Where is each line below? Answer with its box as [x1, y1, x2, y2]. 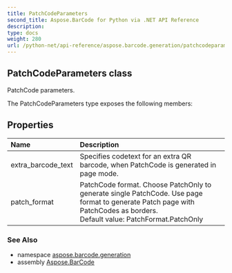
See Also [7, 235, 38, 245]
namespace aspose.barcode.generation [17, 250, 131, 259]
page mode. [79, 168, 119, 178]
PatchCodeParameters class [7, 68, 133, 79]
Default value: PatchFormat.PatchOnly [79, 214, 204, 224]
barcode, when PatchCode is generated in [79, 160, 217, 170]
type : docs [7, 29, 39, 37]
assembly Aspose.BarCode [17, 258, 95, 266]
